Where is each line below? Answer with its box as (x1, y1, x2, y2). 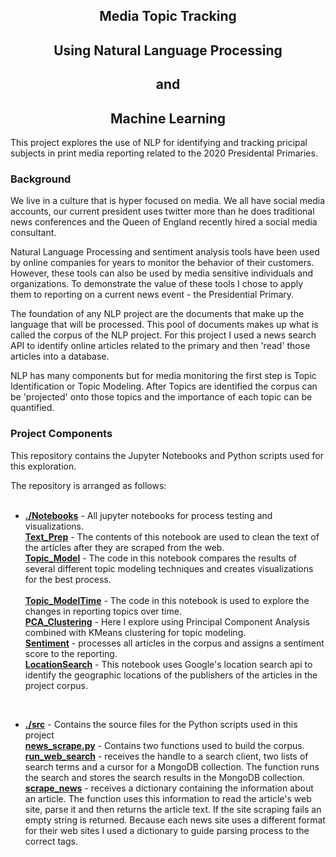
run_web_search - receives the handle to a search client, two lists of (24, 750, 309, 762)
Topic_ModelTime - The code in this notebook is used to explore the (24, 594, 310, 606)
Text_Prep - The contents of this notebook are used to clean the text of (24, 530, 320, 543)
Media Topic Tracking (99, 8, 237, 25)
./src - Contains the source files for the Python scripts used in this (24, 718, 298, 730)
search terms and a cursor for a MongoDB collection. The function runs (24, 760, 320, 773)
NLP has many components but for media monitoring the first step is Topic (10, 370, 317, 382)
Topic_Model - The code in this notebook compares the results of (24, 552, 297, 564)
